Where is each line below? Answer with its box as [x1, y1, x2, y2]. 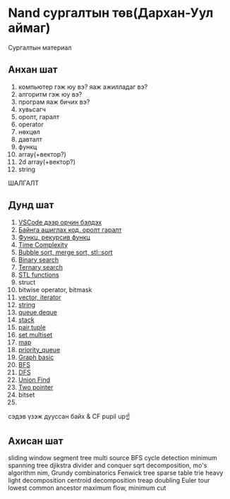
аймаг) [8, 20, 51, 36]
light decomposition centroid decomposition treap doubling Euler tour [8, 476, 210, 485]
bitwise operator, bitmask [18, 285, 92, 294]
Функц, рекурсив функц [18, 233, 90, 241]
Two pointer [18, 383, 54, 391]
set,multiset [18, 330, 53, 339]
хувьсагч [18, 104, 47, 114]
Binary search [18, 255, 59, 264]
